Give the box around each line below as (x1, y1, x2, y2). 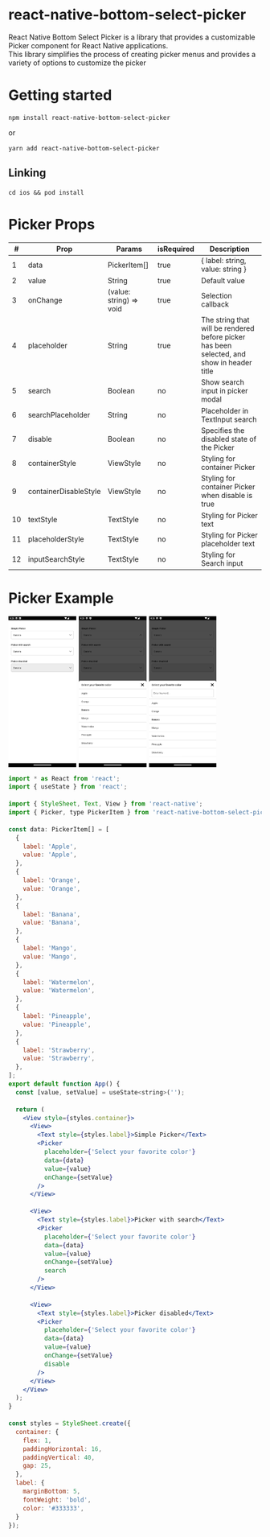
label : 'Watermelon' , (22, 978, 95, 987)
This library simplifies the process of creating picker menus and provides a (8, 49, 256, 59)
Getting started (8, 86, 112, 105)
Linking (8, 167, 47, 180)
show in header (200, 358, 252, 368)
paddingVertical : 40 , (22, 1453, 95, 1461)
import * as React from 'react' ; (8, 774, 121, 782)
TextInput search (200, 414, 257, 424)
